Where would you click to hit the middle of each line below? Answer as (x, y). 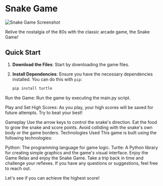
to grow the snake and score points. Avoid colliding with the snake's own (79, 127)
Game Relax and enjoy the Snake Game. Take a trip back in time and (74, 158)
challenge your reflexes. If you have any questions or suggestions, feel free (81, 163)
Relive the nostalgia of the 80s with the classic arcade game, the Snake (78, 32)
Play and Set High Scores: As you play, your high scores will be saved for (79, 107)
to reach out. (18, 168)
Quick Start (23, 53)
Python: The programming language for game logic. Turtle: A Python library (82, 147)
